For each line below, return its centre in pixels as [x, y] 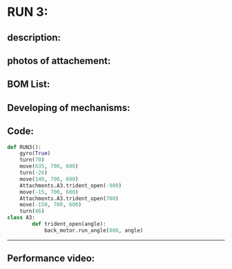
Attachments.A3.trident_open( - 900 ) [71, 186]
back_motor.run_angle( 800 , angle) [94, 230]
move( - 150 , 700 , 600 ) [50, 205]
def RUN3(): [24, 147]
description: [34, 38]
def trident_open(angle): [69, 224]
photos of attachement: [59, 60]
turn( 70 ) [32, 160]
